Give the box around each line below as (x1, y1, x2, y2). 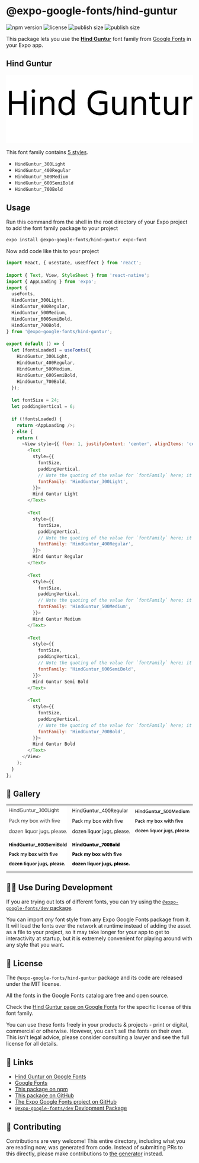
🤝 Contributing (6, 1122, 62, 1132)
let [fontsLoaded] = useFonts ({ (11, 347, 92, 353)
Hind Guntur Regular (32, 554, 84, 560)
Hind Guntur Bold (32, 741, 76, 747)
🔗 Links (6, 1057, 34, 1068)
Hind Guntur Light (32, 491, 78, 497)
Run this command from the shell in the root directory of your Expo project (6, 218, 188, 226)
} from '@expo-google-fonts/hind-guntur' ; (6, 328, 113, 334)
